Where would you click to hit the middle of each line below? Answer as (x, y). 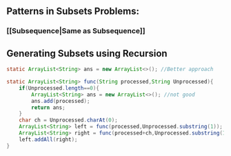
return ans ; (49, 107)
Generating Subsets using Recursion (87, 53)
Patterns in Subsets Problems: (73, 11)
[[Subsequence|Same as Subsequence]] (76, 31)
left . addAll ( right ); (48, 139)
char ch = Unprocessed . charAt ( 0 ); (68, 120)
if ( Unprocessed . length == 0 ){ (59, 88)
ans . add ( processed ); (61, 101)
